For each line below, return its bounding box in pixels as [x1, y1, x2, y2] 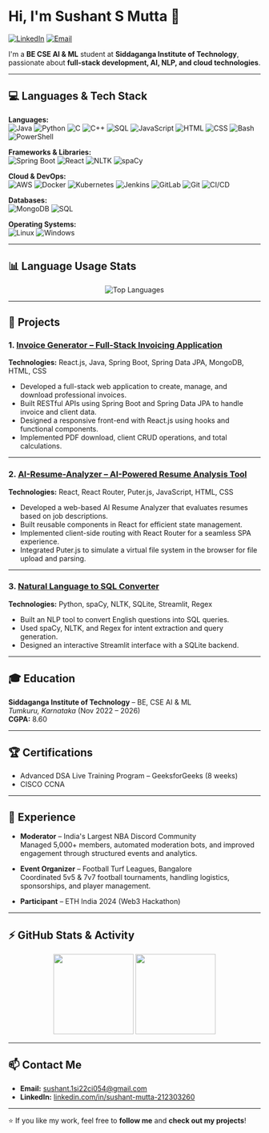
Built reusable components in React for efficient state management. [19, 520, 243, 529]
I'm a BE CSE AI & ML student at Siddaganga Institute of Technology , [8, 49, 239, 58]
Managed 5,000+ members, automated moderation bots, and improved [19, 840, 255, 850]
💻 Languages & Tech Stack [8, 90, 148, 103]
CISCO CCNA [19, 780, 66, 789]
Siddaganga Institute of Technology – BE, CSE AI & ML [8, 697, 192, 707]
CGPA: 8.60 [8, 714, 48, 724]
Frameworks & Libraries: [8, 147, 92, 157]
